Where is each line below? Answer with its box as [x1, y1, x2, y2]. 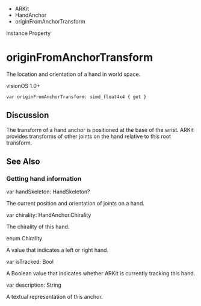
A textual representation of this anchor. [6, 293, 104, 301]
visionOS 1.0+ [6, 82, 40, 89]
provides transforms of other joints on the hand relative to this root [6, 133, 172, 140]
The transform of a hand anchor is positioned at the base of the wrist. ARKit [6, 126, 194, 133]
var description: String [6, 281, 62, 289]
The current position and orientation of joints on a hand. [6, 200, 144, 207]
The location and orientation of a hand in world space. [6, 70, 141, 78]
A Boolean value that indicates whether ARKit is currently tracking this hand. [6, 270, 196, 277]
